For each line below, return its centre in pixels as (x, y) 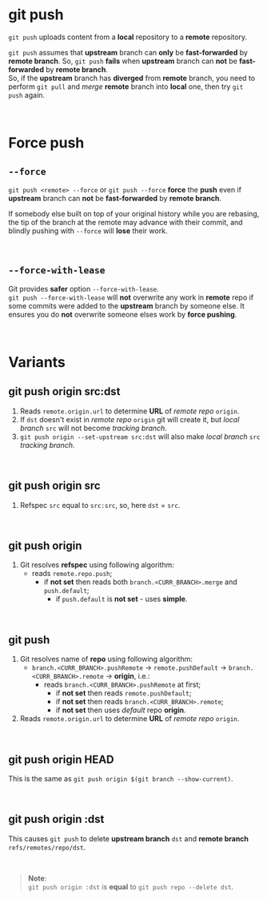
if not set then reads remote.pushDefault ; (124, 693)
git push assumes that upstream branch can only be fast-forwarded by (128, 52)
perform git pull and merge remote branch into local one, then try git (126, 87)
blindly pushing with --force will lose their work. (88, 231)
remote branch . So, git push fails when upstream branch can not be (123, 61)
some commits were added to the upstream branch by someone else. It (127, 305)
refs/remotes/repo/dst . (47, 847)
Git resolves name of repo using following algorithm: (106, 659)
